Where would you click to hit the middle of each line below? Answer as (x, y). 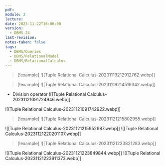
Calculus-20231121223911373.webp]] (43, 159)
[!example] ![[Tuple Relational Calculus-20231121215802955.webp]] (86, 119)
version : (14, 28)
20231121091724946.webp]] (41, 100)
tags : (11, 47)
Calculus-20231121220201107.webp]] (43, 134)
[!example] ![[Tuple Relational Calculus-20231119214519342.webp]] (86, 85)
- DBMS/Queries (25, 51)
